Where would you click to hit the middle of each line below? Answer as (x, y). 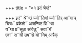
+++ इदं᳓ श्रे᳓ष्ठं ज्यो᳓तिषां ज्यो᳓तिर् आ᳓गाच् (41, 18)
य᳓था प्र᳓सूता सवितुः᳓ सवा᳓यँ (28, 29)
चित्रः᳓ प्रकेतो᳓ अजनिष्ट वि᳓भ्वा (30, 24)
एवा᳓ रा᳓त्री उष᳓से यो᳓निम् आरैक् (32, 35)
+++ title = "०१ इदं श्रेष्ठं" (28, 8)
